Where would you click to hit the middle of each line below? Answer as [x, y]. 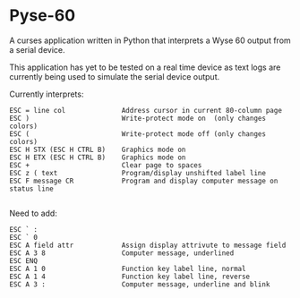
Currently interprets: [47, 94]
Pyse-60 [43, 16]
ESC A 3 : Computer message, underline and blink [140, 284]
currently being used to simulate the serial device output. [115, 76]
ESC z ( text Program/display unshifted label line [138, 173]
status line [31, 189]
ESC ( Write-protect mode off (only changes [138, 134]
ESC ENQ [24, 260]
